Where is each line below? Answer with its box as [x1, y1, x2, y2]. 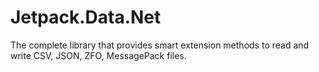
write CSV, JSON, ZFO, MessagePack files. [10, 49, 187, 61]
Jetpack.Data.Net [10, 6, 162, 29]
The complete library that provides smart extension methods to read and [10, 39, 310, 51]
